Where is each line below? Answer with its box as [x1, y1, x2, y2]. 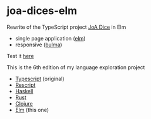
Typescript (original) [15, 75, 65, 82]
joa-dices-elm [6, 4, 78, 18]
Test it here [6, 52, 34, 59]
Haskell [15, 87, 33, 94]
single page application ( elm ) [15, 35, 86, 42]
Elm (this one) [15, 106, 49, 113]
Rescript [15, 81, 36, 89]
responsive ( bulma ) [15, 41, 62, 48]
